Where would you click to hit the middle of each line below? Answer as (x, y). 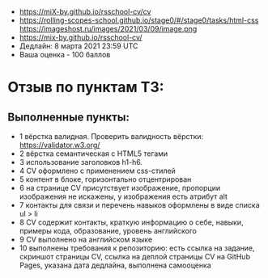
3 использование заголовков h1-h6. (81, 162)
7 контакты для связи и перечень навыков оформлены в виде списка (139, 205)
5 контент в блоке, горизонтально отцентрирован (105, 179)
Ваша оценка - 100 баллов (65, 55)
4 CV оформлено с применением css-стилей (97, 171)
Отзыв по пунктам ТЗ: (86, 87)
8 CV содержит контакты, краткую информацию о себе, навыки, (131, 222)
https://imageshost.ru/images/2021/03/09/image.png (108, 29)
